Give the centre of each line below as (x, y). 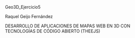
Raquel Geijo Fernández (29, 16)
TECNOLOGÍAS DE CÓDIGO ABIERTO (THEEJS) (53, 31)
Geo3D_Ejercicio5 (23, 7)
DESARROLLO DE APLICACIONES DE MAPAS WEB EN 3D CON (68, 26)
